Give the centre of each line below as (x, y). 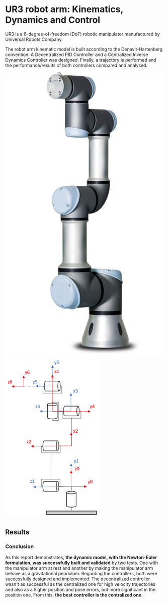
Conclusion (20, 546)
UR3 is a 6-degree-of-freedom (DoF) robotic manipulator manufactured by (82, 34)
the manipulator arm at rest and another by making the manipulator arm (79, 568)
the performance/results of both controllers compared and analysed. (76, 65)
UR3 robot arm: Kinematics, (64, 9)
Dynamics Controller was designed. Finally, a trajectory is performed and (81, 60)
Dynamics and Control (53, 20)
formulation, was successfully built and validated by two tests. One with (82, 563)
